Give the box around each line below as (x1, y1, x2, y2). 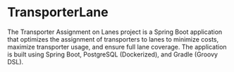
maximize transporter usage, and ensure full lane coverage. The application (7, 42, 227, 51)
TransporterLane (7, 4, 109, 20)
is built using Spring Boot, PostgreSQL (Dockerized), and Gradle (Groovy (7, 50, 218, 59)
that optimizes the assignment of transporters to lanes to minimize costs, (7, 35, 219, 43)
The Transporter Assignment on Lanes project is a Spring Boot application (7, 28, 223, 36)
